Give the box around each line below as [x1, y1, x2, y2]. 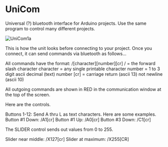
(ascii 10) [5, 76, 24, 82]
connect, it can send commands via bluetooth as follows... [5, 51, 127, 57]
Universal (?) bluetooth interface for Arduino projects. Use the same [5, 20, 147, 26]
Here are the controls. [5, 101, 51, 107]
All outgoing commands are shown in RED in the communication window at [5, 86, 161, 92]
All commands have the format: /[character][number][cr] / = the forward [5, 60, 156, 66]
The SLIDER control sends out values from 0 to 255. [5, 126, 113, 132]
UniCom [5, 4, 40, 15]
